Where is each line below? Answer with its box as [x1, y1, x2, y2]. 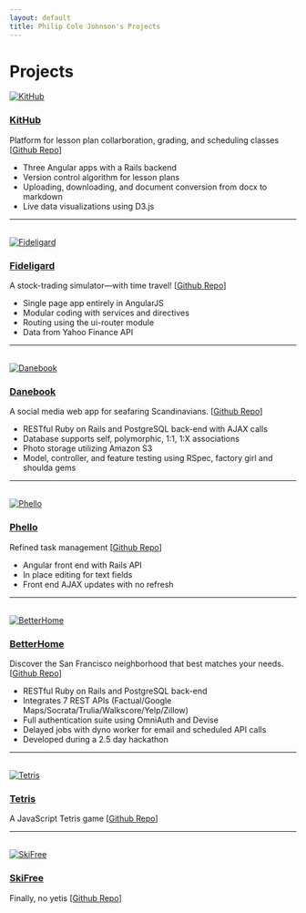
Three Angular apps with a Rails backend [22, 161, 178, 173]
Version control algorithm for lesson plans [22, 171, 180, 182]
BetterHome [9, 637, 65, 650]
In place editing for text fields [22, 569, 133, 580]
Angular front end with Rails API [22, 559, 143, 570]
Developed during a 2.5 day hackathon [22, 733, 168, 744]
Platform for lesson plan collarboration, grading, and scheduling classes [9, 134, 280, 146]
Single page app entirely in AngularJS [22, 298, 164, 309]
